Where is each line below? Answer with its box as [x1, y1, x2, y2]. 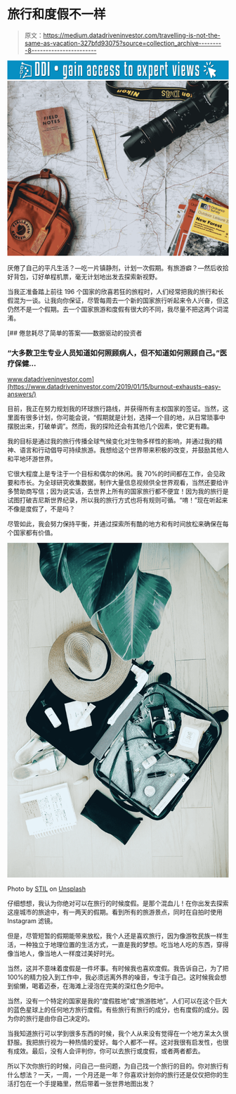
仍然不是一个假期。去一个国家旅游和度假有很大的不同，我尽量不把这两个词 [7, 305, 223, 313]
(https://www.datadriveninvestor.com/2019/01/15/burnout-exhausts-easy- [7, 383, 221, 391]
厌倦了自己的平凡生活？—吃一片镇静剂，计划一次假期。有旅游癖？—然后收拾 [7, 263, 229, 272]
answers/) [7, 390, 37, 398]
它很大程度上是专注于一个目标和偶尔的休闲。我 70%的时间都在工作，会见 [7, 469, 220, 478]
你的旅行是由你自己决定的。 [13, 1015, 93, 1023]
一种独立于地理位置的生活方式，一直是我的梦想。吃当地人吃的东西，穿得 [19, 941, 229, 949]
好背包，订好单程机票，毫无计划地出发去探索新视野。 [7, 272, 162, 281]
